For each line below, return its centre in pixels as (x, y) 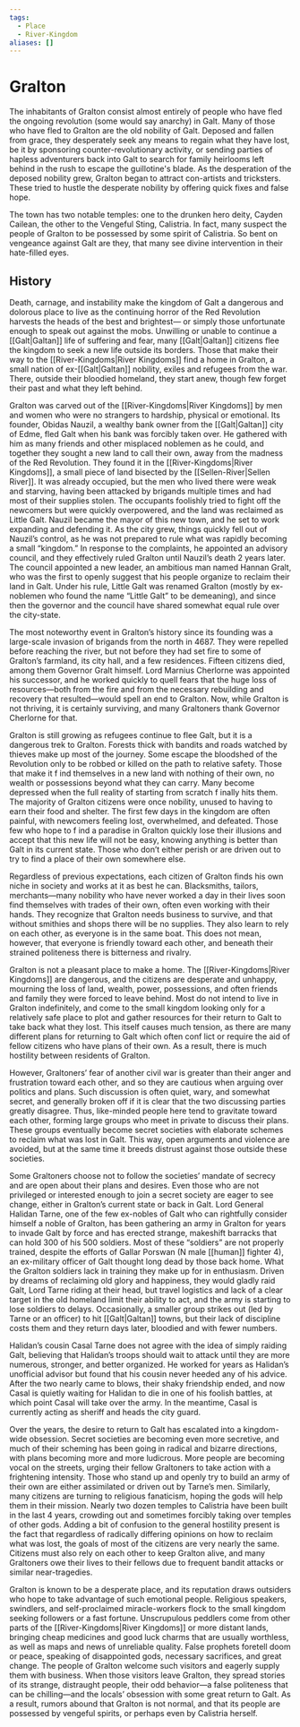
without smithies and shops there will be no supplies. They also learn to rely (149, 924)
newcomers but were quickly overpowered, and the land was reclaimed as (146, 510)
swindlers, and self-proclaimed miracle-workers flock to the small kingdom (148, 1608)
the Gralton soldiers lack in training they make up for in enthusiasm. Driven (147, 1271)
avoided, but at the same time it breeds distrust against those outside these (148, 1149)
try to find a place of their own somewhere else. (98, 859)
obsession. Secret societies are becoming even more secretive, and (154, 1439)
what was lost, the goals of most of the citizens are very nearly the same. (145, 1543)
